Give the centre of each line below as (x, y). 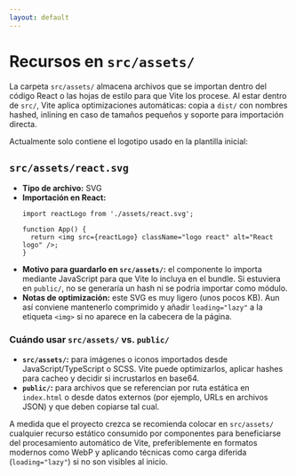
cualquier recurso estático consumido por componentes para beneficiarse (145, 433)
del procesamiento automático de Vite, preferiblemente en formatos (133, 442)
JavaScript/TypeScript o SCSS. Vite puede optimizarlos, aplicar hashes (152, 368)
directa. (23, 124)
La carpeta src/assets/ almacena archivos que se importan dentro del (138, 86)
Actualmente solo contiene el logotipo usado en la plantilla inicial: (129, 141)
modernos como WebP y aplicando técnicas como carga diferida (128, 452)
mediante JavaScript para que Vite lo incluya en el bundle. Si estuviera (152, 279)
